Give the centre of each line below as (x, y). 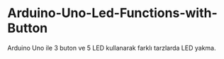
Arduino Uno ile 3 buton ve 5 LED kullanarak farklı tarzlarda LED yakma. (112, 48)
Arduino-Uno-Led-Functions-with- (112, 13)
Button (28, 28)
